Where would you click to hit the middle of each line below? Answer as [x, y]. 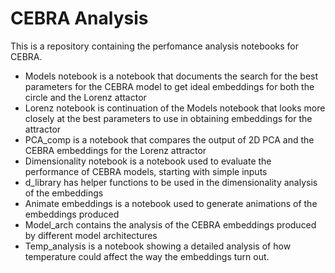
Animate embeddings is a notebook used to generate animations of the [171, 203]
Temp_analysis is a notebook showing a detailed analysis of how [158, 246]
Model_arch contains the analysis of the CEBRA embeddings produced [170, 224]
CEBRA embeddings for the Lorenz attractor [115, 150]
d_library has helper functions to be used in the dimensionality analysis [171, 182]
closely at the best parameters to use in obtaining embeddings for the [168, 118]
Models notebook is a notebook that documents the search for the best [171, 76]
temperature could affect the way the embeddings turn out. [147, 256]
